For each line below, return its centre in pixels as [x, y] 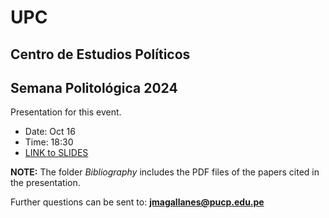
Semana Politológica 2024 [94, 87]
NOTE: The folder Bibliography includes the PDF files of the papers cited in [165, 172]
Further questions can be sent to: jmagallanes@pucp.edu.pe [137, 202]
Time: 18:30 [49, 142]
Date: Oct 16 [50, 132]
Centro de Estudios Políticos [100, 54]
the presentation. [45, 183]
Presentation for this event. [66, 112]
